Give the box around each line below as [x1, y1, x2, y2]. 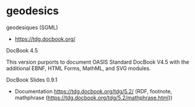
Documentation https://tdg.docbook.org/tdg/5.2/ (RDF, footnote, [14, 87, 172, 95]
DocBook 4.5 [6, 46, 38, 54]
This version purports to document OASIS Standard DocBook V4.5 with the [6, 58, 190, 65]
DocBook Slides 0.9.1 [6, 76, 58, 83]
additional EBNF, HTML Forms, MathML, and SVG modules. [6, 64, 151, 72]
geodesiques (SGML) [6, 24, 58, 31]
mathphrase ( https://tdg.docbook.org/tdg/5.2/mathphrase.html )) [14, 94, 173, 101]
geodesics [6, 4, 59, 18]
